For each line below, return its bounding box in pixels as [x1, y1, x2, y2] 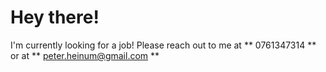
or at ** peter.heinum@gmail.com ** [10, 49, 160, 61]
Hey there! [10, 6, 100, 29]
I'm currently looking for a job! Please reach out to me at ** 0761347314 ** [10, 39, 317, 51]
